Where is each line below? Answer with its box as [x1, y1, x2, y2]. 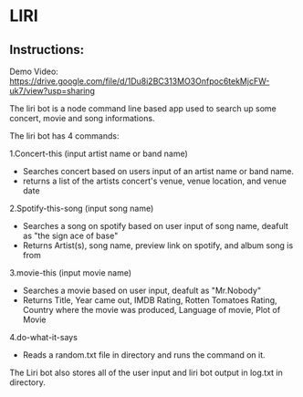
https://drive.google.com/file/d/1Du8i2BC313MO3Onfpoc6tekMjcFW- [9, 76, 270, 87]
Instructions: [9, 42, 85, 57]
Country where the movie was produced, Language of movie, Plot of [22, 305, 281, 315]
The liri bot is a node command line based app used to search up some [9, 103, 277, 114]
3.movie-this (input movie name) [9, 267, 132, 278]
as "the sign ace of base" [22, 230, 119, 241]
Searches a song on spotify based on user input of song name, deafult [22, 221, 289, 231]
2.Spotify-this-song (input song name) [9, 203, 154, 214]
